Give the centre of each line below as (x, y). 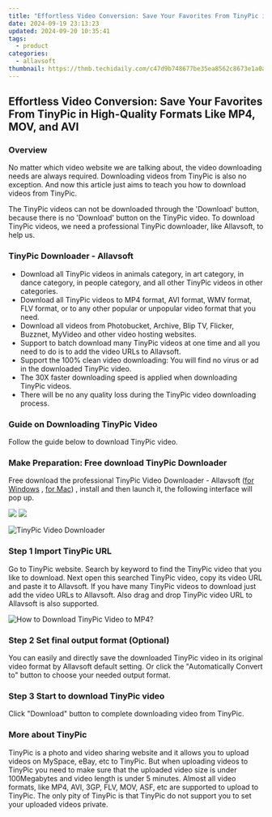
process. (35, 403)
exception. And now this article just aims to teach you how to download (127, 185)
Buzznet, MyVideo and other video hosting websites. (108, 334)
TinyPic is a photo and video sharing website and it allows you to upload (129, 752)
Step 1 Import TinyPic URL (60, 551)
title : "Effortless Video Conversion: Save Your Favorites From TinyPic (134, 16)
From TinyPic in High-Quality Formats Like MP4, (132, 114)
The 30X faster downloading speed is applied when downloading (128, 377)
